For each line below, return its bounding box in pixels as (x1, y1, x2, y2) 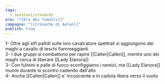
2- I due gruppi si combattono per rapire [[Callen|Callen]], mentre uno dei (5, 51, 159, 58)
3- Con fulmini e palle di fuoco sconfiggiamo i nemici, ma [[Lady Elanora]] (5, 62, 160, 68)
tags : (5, 7, 17, 13)
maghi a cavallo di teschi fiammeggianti (5, 46, 88, 52)
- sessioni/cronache (10, 12, 53, 17)
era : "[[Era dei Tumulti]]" (5, 17, 65, 22)
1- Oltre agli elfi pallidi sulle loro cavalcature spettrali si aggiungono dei (5, 40, 154, 46)
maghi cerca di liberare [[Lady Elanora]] (5, 57, 89, 63)
